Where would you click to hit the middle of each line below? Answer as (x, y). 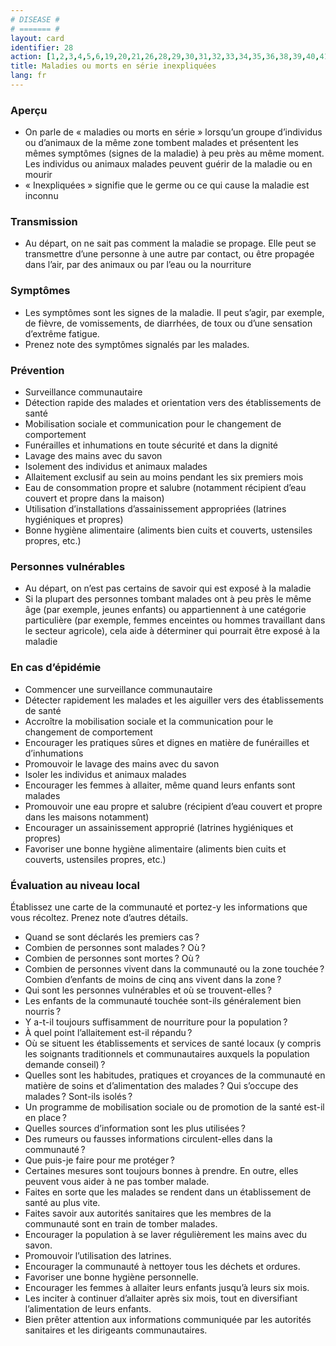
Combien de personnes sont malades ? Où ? (115, 947)
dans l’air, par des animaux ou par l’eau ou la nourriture (138, 265)
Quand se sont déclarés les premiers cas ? (112, 937)
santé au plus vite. (62, 1202)
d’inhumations (54, 753)
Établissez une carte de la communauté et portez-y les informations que (159, 907)
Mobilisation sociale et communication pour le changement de (153, 424)
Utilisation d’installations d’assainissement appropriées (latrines (155, 509)
